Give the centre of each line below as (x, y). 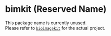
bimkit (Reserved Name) (56, 9)
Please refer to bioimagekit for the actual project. (55, 28)
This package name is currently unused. (46, 23)
